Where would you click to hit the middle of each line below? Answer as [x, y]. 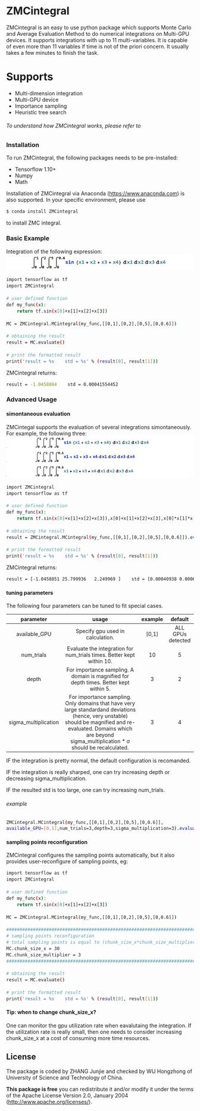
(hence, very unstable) [100, 716]
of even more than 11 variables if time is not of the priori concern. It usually [98, 46]
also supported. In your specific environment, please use [76, 200]
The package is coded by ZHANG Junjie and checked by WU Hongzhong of [99, 1071]
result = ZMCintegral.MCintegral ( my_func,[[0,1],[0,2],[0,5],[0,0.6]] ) [97, 537]
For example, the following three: [46, 433]
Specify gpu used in [100, 631]
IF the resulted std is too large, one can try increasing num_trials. [86, 790]
